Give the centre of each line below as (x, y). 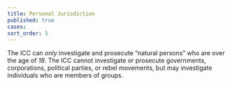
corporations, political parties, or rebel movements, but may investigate (110, 68)
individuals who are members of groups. (65, 76)
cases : (17, 27)
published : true (31, 20)
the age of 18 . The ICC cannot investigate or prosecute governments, (107, 61)
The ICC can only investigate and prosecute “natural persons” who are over (116, 53)
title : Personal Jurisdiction (51, 14)
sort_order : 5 (28, 33)
